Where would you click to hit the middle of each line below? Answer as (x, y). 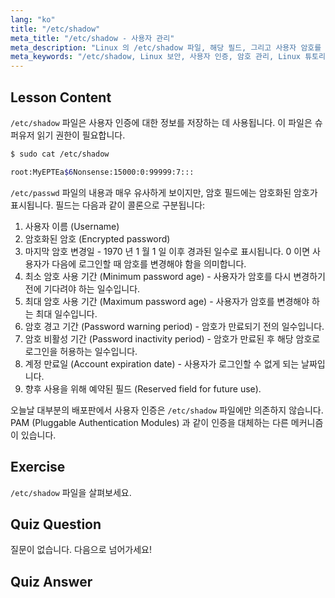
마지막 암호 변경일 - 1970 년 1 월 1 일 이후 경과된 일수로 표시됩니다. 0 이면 (167, 251)
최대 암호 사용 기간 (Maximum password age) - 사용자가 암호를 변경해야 (167, 301)
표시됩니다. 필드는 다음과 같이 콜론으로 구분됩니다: (108, 205)
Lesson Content (61, 97)
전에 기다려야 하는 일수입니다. (82, 288)
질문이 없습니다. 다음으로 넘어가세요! (81, 550)
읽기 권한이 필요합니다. (81, 135)
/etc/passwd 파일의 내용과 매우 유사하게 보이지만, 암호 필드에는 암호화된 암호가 (164, 192)
